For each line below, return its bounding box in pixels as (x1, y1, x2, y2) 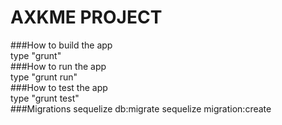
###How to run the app (10, 60, 107, 72)
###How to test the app (10, 81, 108, 93)
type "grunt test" (10, 92, 80, 104)
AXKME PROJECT (10, 6, 163, 29)
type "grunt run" (10, 71, 78, 83)
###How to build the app (10, 39, 113, 51)
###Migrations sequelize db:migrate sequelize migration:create (10, 102, 272, 115)
